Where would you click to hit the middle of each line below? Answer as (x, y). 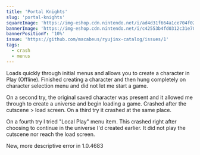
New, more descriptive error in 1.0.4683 (55, 145)
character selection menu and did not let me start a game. (77, 86)
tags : (13, 45)
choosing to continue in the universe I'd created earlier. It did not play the (96, 128)
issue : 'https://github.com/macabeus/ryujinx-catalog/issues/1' (87, 39)
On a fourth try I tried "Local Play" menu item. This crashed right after (91, 121)
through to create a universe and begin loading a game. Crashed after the (96, 103)
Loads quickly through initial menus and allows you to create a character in (98, 73)
